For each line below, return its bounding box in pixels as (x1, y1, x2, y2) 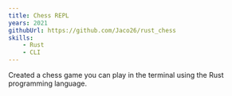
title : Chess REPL (8, 11, 69, 20)
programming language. (8, 79, 88, 88)
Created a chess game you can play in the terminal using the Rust (8, 71, 224, 79)
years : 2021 (8, 19, 48, 27)
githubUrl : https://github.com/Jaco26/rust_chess (8, 26, 177, 34)
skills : (8, 33, 34, 42)
